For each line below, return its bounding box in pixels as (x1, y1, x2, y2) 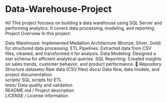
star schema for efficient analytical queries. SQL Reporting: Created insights (5, 55, 162, 61)
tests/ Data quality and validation (5, 82, 73, 88)
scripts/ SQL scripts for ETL (5, 77, 62, 83)
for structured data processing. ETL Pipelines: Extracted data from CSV (5, 45, 152, 51)
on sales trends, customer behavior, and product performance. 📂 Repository (5, 61, 162, 67)
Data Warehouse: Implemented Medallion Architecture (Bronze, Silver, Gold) (5, 40, 161, 46)
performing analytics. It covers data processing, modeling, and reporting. (5, 25, 156, 31)
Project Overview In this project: (5, 30, 71, 36)
